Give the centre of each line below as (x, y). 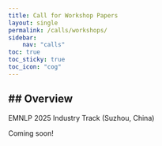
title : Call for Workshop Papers (63, 15)
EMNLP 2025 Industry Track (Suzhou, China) (81, 118)
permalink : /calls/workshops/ (58, 30)
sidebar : (23, 37)
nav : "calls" (44, 45)
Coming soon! (31, 133)
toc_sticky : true (37, 60)
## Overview (41, 99)
